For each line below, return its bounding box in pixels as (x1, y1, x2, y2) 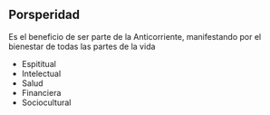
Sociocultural (21, 97, 72, 108)
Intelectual (21, 68, 62, 79)
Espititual (21, 58, 56, 69)
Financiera (21, 87, 62, 98)
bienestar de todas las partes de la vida (8, 41, 156, 52)
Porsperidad (8, 7, 81, 23)
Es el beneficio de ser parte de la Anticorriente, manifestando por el (8, 31, 262, 42)
